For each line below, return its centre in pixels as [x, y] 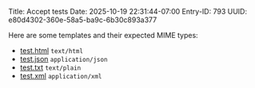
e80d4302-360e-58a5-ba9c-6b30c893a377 [83, 20]
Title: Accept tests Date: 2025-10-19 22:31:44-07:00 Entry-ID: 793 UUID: [128, 11]
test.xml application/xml [61, 76]
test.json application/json [64, 59]
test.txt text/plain [50, 67]
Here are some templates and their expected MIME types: [103, 35]
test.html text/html [52, 50]
